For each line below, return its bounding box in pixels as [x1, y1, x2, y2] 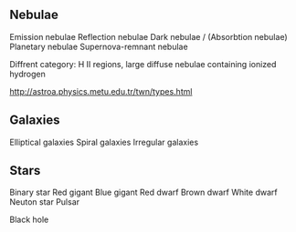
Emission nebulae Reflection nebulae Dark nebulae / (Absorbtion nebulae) [9, 31, 288, 42]
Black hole [9, 214, 49, 226]
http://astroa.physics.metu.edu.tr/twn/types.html [9, 86, 193, 96]
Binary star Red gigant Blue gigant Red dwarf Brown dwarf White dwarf [9, 187, 278, 198]
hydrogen [9, 68, 46, 79]
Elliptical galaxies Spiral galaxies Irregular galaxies [9, 136, 199, 147]
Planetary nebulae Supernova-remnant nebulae [9, 41, 189, 52]
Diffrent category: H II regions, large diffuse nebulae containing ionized [9, 58, 277, 69]
